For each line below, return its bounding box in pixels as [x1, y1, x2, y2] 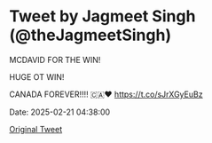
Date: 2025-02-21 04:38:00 [9, 107, 111, 117]
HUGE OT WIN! [9, 71, 65, 82]
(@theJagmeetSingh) [9, 25, 171, 45]
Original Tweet [9, 123, 63, 134]
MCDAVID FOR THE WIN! [9, 54, 101, 65]
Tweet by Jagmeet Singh [9, 6, 196, 27]
